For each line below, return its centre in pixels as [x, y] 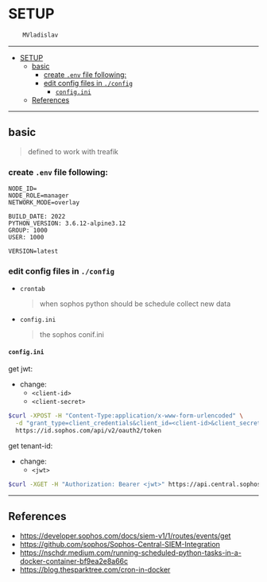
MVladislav [41, 35]
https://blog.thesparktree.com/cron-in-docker [95, 569]
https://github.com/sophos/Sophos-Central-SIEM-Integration [120, 544]
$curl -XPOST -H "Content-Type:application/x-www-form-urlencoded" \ [126, 416]
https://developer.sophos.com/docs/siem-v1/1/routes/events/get [125, 535]
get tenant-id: [31, 446]
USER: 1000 [26, 237]
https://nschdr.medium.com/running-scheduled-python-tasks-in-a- [131, 553]
